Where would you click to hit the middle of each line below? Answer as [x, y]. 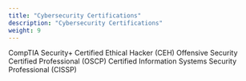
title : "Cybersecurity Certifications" [75, 15]
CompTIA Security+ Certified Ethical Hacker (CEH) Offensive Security [123, 53]
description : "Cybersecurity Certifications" [85, 23]
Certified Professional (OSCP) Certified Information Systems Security [123, 61]
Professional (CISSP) [43, 70]
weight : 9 [25, 30]
